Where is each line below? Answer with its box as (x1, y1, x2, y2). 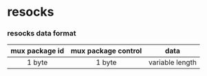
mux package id (10, 46, 65, 55)
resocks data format (7, 29, 76, 38)
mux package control (71, 46, 142, 55)
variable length (148, 58, 197, 67)
